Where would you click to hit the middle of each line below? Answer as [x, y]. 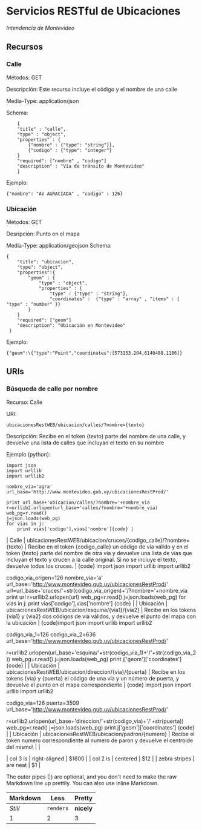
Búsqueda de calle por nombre [52, 389]
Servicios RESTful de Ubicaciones [93, 11]
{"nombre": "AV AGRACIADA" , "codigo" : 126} [64, 194]
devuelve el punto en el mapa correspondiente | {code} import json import [99, 685]
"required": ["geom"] [44, 320]
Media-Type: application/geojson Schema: [59, 245]
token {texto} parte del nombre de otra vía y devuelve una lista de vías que [99, 553]
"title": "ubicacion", [46, 262]
